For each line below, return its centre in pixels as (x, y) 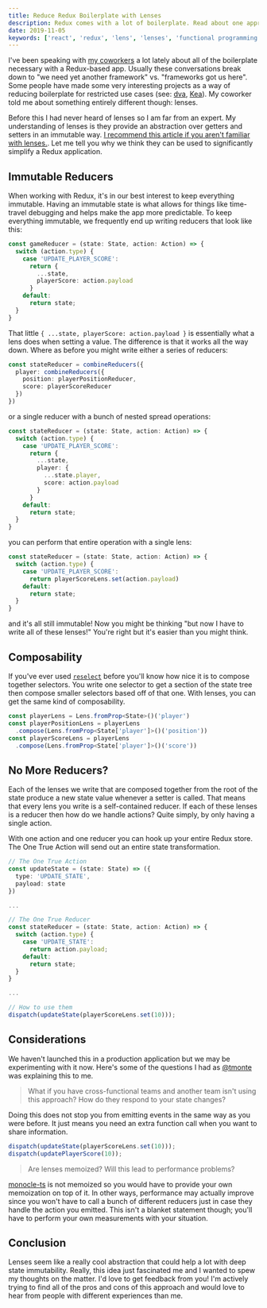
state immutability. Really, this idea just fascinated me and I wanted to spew (132, 1271)
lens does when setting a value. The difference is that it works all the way (128, 341)
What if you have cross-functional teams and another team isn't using (142, 1091)
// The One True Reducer (49, 920)
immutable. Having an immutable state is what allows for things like (118, 204)
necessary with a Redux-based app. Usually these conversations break (125, 69)
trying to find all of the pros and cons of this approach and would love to (126, 1287)
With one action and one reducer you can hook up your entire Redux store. (130, 839)
